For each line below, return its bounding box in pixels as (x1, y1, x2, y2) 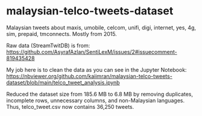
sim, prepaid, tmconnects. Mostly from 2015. (6, 30, 118, 37)
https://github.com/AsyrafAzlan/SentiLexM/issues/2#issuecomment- (6, 48, 177, 55)
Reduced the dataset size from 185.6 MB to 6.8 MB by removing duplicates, (6, 90, 194, 97)
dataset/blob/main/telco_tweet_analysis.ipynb (6, 79, 120, 86)
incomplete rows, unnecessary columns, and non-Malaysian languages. (6, 97, 185, 104)
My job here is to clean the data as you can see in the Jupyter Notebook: (6, 66, 187, 73)
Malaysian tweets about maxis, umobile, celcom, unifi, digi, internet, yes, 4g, (6, 24, 197, 31)
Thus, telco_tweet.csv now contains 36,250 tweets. (6, 103, 134, 110)
